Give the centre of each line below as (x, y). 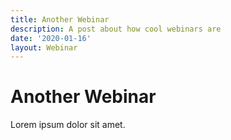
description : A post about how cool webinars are (116, 29)
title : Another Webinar (60, 19)
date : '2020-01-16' (51, 38)
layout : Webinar (44, 47)
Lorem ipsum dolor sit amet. (68, 125)
